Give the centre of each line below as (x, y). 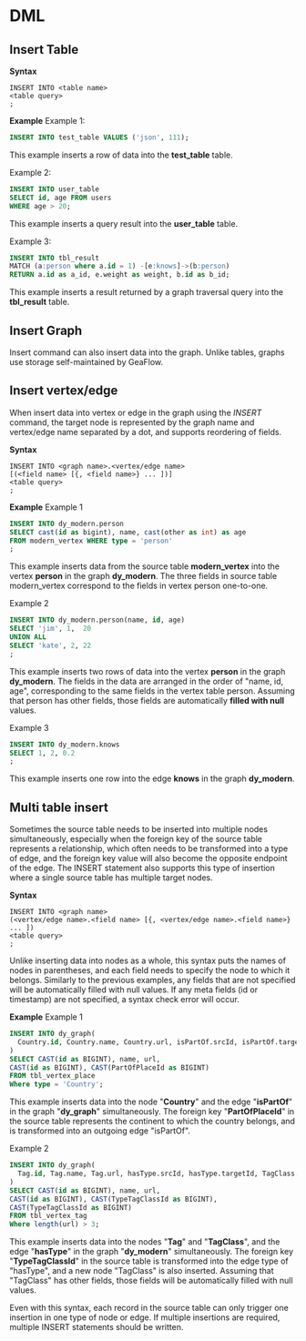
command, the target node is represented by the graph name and (132, 422)
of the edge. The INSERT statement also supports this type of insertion (143, 868)
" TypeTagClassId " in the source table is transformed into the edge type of (149, 1261)
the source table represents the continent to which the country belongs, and (153, 1122)
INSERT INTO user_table (55, 189)
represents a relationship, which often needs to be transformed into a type (149, 848)
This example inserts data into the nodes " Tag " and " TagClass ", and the (145, 1242)
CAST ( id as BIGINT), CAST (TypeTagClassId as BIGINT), (114, 1199)
